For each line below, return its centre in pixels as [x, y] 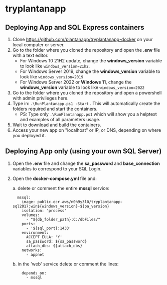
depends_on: [34, 273]
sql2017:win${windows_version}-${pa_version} [61, 206]
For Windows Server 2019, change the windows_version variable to [90, 71]
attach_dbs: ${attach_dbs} [54, 246]
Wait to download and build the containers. [57, 125]
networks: [32, 250]
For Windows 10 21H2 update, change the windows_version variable [91, 61]
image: [29, 202]
